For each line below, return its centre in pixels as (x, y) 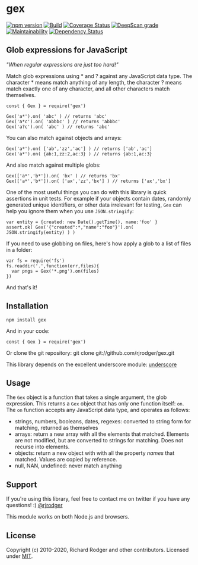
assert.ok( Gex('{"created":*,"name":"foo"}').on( (70, 227)
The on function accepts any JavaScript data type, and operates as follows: (98, 410)
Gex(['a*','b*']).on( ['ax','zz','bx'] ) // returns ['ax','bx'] (88, 181)
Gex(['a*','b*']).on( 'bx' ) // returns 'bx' (63, 176)
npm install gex (26, 320)
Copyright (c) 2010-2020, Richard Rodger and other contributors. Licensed (98, 550)
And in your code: (28, 331)
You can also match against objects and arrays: (64, 138)
